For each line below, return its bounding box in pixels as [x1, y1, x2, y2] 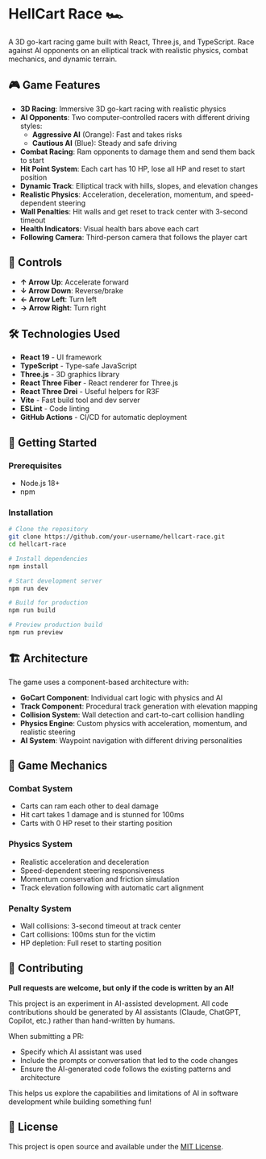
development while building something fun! [8, 1096, 152, 1107]
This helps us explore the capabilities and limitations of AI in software [8, 1088, 239, 1098]
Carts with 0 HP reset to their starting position [19, 818, 173, 829]
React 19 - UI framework [19, 352, 102, 362]
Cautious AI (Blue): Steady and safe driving [31, 138, 177, 147]
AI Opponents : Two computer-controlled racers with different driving [19, 112, 250, 122]
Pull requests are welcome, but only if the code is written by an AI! [8, 982, 235, 992]
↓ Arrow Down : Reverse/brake [19, 285, 123, 295]
